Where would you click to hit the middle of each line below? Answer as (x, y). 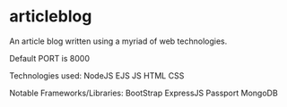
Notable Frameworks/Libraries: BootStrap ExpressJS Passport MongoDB (143, 93)
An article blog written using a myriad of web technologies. (118, 41)
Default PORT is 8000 (49, 58)
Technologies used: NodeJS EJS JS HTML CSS (97, 75)
